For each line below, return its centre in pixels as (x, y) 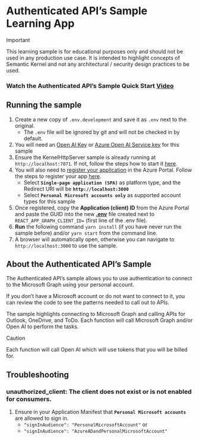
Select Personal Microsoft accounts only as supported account (102, 195)
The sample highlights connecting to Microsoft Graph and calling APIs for (96, 314)
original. (25, 125)
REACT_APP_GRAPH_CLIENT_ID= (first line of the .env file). (81, 220)
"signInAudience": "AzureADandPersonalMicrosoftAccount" (96, 432)
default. (33, 138)
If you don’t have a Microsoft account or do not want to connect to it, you (96, 296)
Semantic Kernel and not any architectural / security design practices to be (98, 64)
